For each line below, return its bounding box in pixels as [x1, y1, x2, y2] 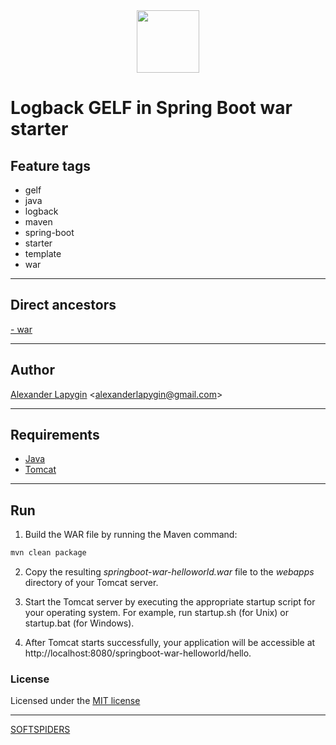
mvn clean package [10, 548, 87, 558]
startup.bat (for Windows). [24, 617, 135, 629]
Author [10, 362, 55, 379]
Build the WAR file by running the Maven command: [24, 529, 238, 541]
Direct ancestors [10, 297, 117, 314]
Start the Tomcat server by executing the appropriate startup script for [24, 596, 316, 608]
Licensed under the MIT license [10, 695, 141, 707]
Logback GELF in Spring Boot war [10, 97, 293, 119]
